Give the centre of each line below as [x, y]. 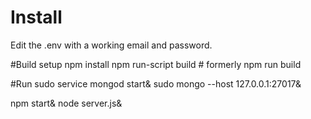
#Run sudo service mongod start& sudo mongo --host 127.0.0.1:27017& [156, 83]
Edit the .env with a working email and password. [111, 45]
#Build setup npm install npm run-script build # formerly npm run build [156, 64]
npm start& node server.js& [66, 103]
